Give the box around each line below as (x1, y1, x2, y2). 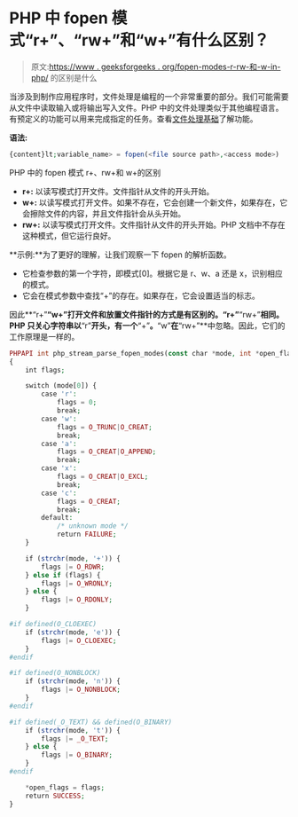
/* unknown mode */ (56, 522, 129, 530)
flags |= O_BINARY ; (41, 750, 114, 759)
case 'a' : (41, 439, 77, 448)
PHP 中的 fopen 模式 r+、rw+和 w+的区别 (9, 167, 161, 177)
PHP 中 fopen (9, 8, 108, 28)
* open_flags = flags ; (25, 782, 105, 792)
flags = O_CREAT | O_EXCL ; (56, 472, 149, 482)
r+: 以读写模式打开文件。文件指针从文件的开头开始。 (21, 185, 215, 196)
